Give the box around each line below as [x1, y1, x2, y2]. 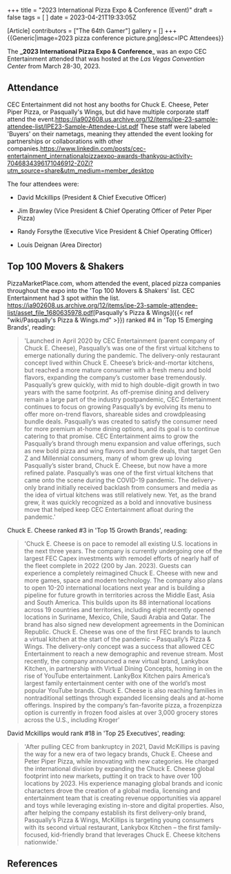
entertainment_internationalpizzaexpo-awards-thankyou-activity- [7, 151, 193, 160]
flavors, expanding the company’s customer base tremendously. [23, 373, 207, 381]
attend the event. [7, 115, 56, 123]
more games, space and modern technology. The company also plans [23, 576, 223, 585]
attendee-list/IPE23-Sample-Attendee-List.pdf [7, 122, 139, 131]
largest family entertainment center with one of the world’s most [23, 678, 207, 687]
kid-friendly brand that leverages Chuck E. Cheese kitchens [50, 830, 221, 839]
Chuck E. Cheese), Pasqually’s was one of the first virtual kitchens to [23, 343, 220, 352]
